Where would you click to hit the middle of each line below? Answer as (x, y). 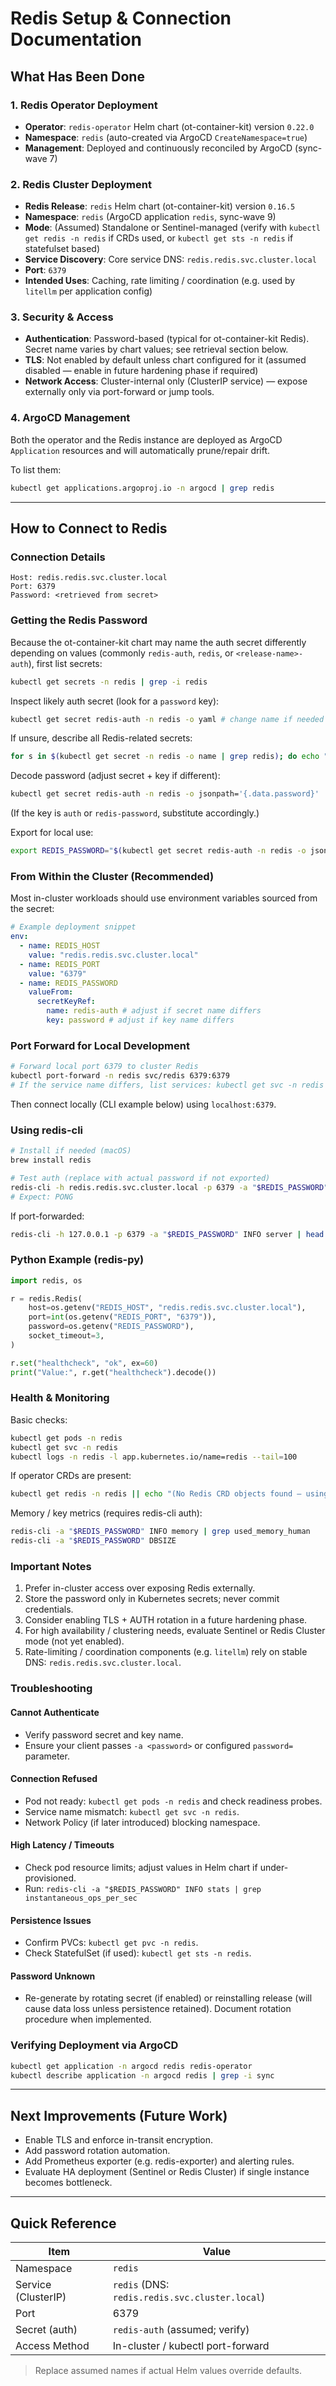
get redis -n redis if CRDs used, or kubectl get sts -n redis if (159, 238)
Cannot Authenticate (55, 1712)
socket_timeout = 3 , (66, 1336)
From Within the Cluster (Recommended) (112, 876)
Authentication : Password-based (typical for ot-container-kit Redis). (167, 339)
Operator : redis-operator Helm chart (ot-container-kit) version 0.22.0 (169, 126)
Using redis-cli (47, 1130)
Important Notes (51, 1567)
